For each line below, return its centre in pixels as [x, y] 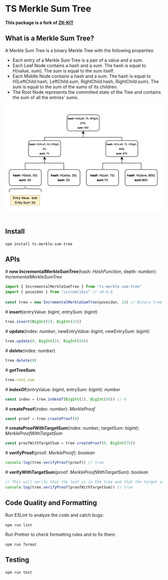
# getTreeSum [20, 370]
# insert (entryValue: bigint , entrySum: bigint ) [51, 312]
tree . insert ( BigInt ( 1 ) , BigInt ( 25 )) [43, 322]
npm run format [21, 544]
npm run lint [19, 525]
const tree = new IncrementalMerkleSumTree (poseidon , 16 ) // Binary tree [84, 303]
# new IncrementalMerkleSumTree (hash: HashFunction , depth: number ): [81, 271]
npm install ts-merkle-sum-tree [39, 244]
